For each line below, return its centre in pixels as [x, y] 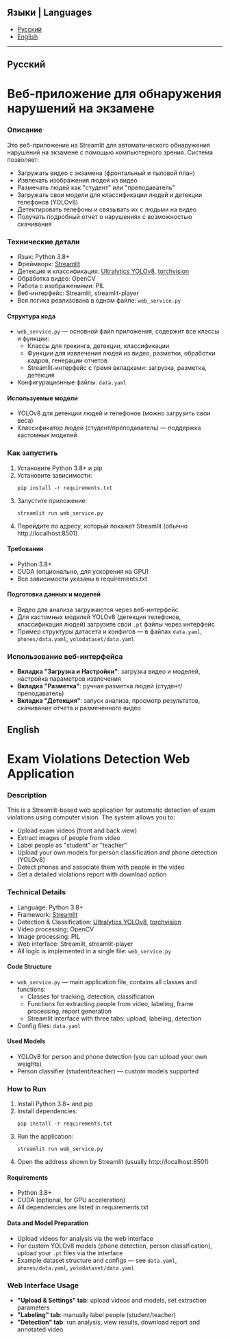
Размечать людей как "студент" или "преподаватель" [96, 187]
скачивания [34, 224]
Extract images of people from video [68, 838]
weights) [29, 1064]
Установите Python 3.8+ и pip [60, 468]
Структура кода [31, 316]
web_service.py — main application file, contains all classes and [107, 981]
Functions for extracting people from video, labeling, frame [110, 1003]
